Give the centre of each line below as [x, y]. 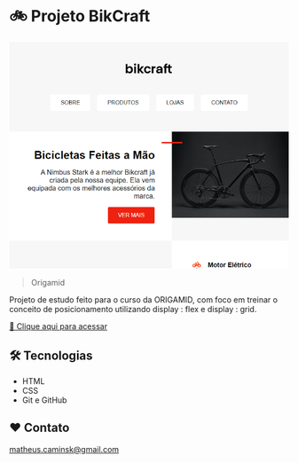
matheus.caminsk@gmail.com [64, 449]
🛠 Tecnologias [51, 355]
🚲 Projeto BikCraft [80, 16]
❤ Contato [39, 428]
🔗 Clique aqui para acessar [59, 326]
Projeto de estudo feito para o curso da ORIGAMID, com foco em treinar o [143, 300]
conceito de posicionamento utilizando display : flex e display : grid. [133, 310]
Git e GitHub [44, 400]
